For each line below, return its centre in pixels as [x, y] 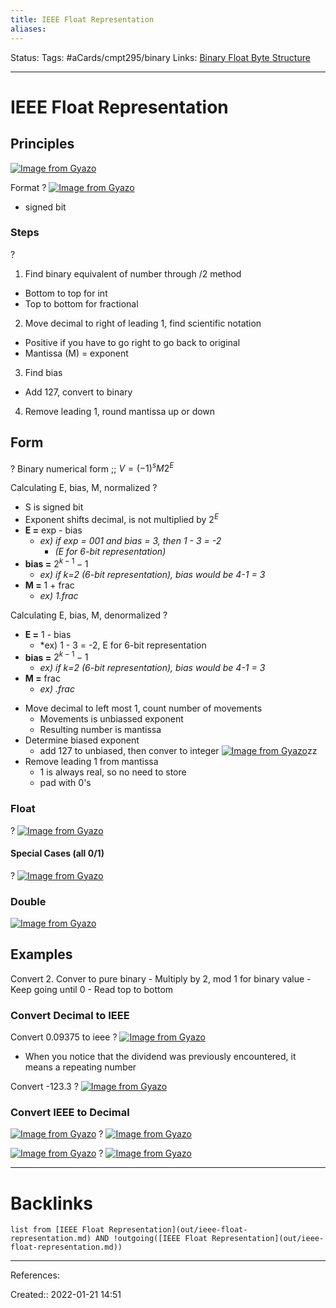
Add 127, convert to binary [78, 392]
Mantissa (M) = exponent [76, 353]
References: [35, 1275]
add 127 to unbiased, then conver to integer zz [178, 751]
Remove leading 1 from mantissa [91, 762]
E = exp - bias [53, 530]
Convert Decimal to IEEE [70, 1015]
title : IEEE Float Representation [82, 19]
